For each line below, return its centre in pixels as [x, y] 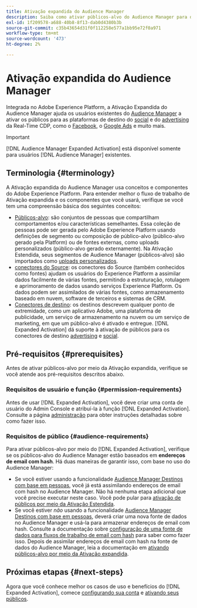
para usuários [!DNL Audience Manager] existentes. [69, 154]
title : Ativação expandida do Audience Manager [65, 11]
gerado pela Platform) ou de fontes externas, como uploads [87, 242]
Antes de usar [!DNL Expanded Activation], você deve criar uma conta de [95, 402]
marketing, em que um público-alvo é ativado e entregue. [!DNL [91, 323]
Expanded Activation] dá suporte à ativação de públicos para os [92, 330]
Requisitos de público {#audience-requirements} [78, 436]
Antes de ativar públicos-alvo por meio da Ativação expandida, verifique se [97, 368]
